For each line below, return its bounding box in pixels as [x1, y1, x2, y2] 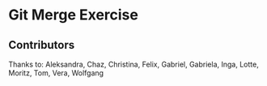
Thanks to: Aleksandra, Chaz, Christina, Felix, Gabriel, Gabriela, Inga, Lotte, [8, 59, 259, 69]
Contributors [8, 38, 75, 52]
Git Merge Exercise [8, 6, 139, 24]
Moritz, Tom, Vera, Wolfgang [8, 68, 104, 78]
